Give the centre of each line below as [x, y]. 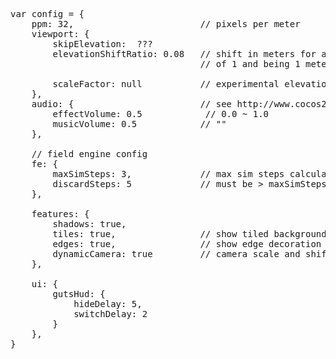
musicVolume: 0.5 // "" [139, 124]
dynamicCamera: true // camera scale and [176, 254]
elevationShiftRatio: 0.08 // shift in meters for [184, 54]
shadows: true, [89, 224]
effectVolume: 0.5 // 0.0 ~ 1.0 [161, 114]
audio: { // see [132, 104]
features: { [60, 214]
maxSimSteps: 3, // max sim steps [168, 174]
